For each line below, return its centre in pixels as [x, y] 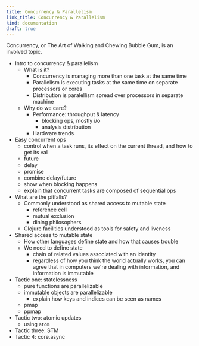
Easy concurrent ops [41, 140]
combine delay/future [50, 178]
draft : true [21, 28]
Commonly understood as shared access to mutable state [94, 204]
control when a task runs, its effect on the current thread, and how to [108, 146]
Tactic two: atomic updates [48, 318]
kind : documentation [32, 23]
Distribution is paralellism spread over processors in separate [108, 95]
